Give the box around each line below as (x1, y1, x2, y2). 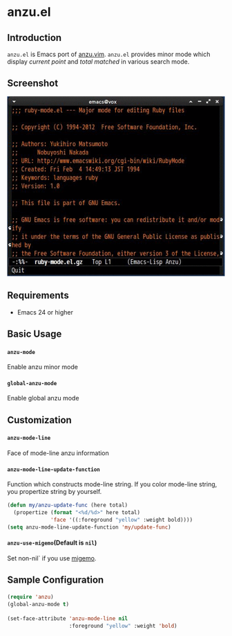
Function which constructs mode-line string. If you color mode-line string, (7, 480, 217, 488)
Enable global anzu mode (7, 394, 79, 403)
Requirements (7, 290, 69, 301)
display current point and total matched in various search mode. (7, 58, 190, 66)
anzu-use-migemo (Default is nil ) (7, 538, 97, 547)
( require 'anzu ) (7, 593, 54, 600)
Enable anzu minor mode (7, 363, 78, 371)
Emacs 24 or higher (17, 308, 74, 316)
